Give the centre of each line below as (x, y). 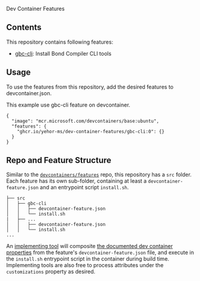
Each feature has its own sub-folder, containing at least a (76, 181)
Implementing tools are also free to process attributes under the (85, 265)
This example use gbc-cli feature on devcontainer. (68, 105)
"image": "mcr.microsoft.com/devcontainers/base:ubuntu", (86, 121)
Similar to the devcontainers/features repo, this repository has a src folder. (99, 175)
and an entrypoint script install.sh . (84, 188)
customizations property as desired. (51, 271)
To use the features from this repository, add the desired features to (90, 87)
